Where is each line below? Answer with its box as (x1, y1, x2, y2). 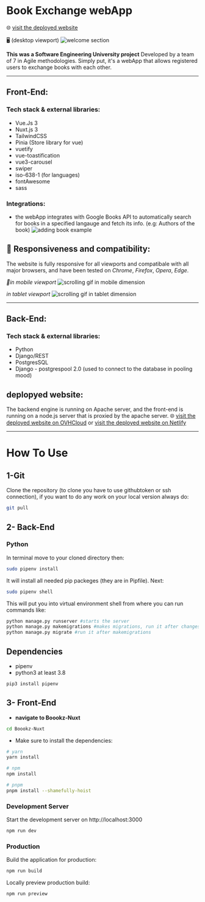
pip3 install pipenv (6, 680, 59, 687)
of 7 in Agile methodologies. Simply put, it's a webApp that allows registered (6, 57, 198, 64)
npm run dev (6, 828, 37, 834)
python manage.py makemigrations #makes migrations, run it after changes (6, 624, 201, 630)
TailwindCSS (15, 132, 48, 139)
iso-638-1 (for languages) (15, 171, 81, 178)
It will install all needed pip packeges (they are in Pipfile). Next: (6, 576, 164, 584)
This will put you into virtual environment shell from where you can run (6, 600, 184, 607)
